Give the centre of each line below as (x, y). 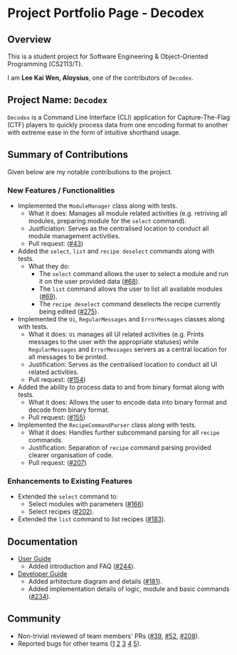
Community (34, 619)
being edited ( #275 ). (69, 311)
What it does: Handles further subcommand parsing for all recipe (124, 432)
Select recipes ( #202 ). (61, 512)
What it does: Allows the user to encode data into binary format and (127, 402)
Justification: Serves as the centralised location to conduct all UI (123, 364)
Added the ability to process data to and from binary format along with (121, 387)
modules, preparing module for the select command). (107, 220)
